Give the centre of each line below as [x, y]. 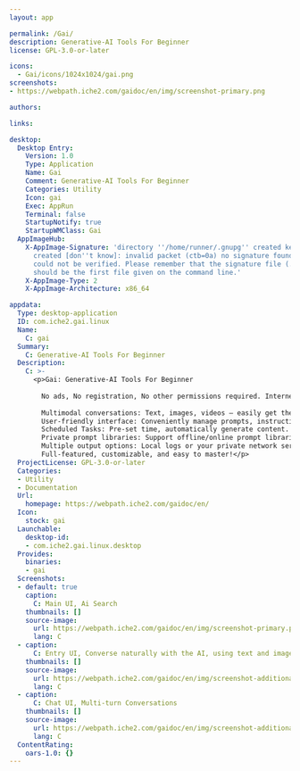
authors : [25, 107]
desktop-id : [47, 537]
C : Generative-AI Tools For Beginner [96, 355]
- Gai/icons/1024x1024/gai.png [75, 75]
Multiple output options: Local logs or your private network [159, 446]
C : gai [37, 338]
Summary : [33, 346]
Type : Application [59, 165]
